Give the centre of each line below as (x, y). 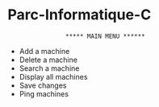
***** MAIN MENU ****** (105, 36)
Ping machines (44, 93)
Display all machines (53, 76)
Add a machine (44, 51)
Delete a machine (48, 60)
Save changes (43, 85)
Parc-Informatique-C (79, 15)
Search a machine (49, 68)
